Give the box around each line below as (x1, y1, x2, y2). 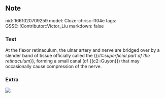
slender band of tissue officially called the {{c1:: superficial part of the (5, 53, 150, 59)
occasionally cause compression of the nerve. (5, 63, 102, 70)
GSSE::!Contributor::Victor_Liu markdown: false (5, 23, 104, 29)
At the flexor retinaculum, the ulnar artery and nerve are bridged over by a (5, 47, 160, 53)
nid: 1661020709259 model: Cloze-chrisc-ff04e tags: (5, 17, 117, 23)
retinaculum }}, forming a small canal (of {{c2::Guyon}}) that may (5, 58, 140, 64)
